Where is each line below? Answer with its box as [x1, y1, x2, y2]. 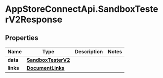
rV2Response [5, 14, 63, 25]
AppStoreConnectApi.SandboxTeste [5, 3, 159, 15]
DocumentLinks [26, 65, 65, 71]
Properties [5, 34, 39, 42]
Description [75, 48, 103, 55]
